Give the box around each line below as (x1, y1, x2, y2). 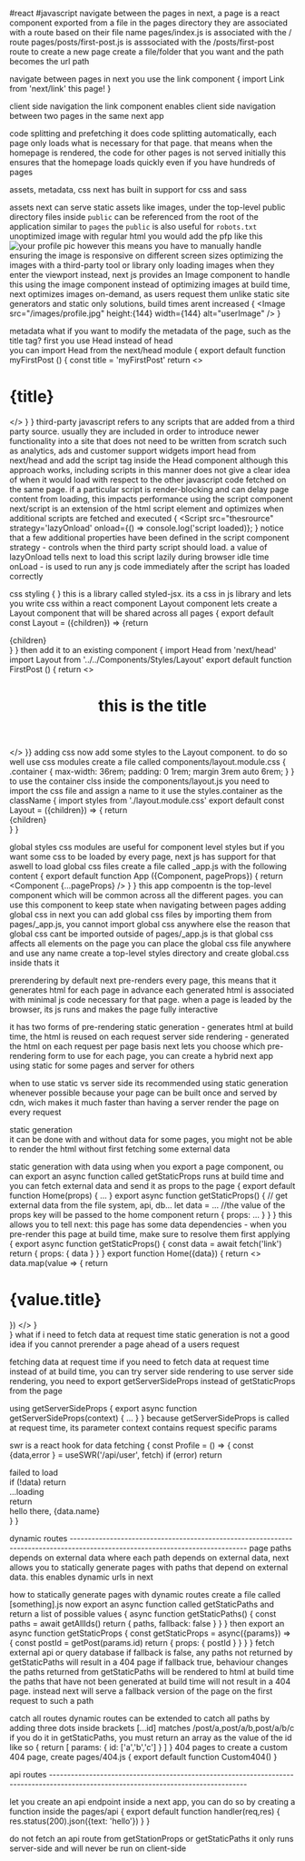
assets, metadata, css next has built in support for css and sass (9, 184, 248, 194)
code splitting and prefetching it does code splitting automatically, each (9, 128, 277, 139)
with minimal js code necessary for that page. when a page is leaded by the (9, 995, 292, 1005)
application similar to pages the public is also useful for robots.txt (9, 222, 257, 232)
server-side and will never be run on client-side (9, 1843, 187, 1854)
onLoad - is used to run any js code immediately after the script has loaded (9, 560, 290, 571)
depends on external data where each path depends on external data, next (9, 1552, 290, 1563)
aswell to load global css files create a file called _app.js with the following (9, 861, 288, 872)
